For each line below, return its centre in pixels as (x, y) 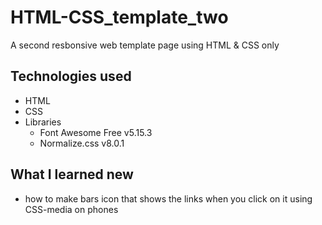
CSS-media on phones (71, 209)
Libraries (43, 122)
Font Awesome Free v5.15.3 (96, 132)
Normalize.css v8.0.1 (82, 143)
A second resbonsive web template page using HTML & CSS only (145, 45)
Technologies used (71, 76)
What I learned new (72, 174)
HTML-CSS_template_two (119, 17)
